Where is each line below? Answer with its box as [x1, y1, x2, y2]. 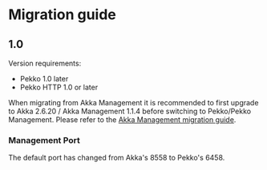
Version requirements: [8, 58, 82, 68]
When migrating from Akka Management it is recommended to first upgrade [8, 98, 259, 107]
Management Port [8, 134, 80, 145]
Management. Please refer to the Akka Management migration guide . [8, 115, 237, 125]
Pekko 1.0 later [19, 74, 69, 83]
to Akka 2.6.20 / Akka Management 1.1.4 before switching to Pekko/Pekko [8, 106, 251, 116]
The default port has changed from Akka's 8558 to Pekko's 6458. [8, 153, 225, 163]
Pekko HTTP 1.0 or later [19, 82, 99, 92]
